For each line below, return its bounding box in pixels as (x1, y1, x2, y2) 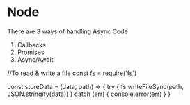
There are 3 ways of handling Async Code (7, 27, 129, 35)
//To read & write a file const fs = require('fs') (7, 69, 137, 77)
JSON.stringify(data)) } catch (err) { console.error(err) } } (7, 90, 171, 98)
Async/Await (17, 55, 54, 63)
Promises (17, 48, 45, 56)
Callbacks (17, 40, 47, 49)
